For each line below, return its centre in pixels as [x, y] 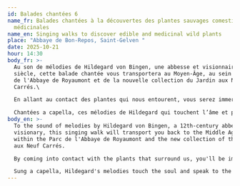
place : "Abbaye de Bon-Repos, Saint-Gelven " [76, 41]
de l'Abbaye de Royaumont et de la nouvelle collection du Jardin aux [121, 80]
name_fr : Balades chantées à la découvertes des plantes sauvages [108, 21]
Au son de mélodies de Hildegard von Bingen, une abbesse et [107, 67]
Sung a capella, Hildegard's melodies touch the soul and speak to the [123, 172]
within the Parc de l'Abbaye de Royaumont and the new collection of [119, 139]
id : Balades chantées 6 [43, 14]
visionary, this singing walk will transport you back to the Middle [119, 133]
